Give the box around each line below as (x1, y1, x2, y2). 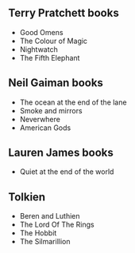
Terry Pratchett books (8, 6, 119, 20)
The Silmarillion (19, 237, 71, 247)
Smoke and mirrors (19, 105, 83, 115)
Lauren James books (8, 146, 114, 160)
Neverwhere (19, 114, 61, 124)
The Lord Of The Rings (19, 219, 94, 230)
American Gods (19, 123, 71, 132)
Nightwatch (19, 44, 58, 54)
